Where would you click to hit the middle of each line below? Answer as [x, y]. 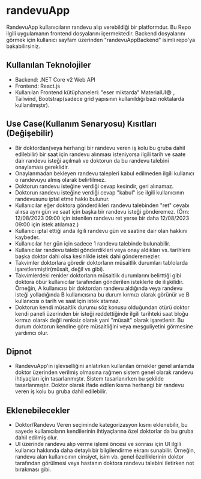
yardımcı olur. [32, 333]
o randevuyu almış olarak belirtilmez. [60, 179]
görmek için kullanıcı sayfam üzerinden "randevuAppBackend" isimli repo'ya [101, 40]
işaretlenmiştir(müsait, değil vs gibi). [60, 269]
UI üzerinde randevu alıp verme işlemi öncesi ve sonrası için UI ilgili [98, 444]
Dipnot [19, 351]
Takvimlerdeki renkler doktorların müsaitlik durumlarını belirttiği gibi [98, 275]
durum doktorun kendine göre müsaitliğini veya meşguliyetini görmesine [104, 326]
